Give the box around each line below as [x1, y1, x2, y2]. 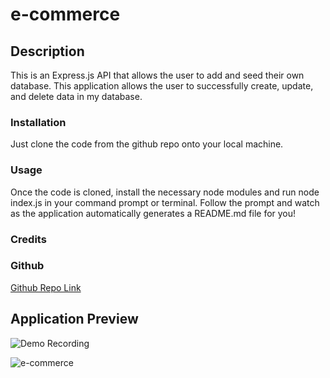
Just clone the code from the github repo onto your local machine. [10, 138, 284, 150]
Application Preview [10, 311, 139, 328]
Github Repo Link [10, 281, 82, 293]
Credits [10, 232, 47, 246]
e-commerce [10, 3, 121, 26]
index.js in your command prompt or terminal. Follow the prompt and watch [10, 196, 320, 208]
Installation [10, 115, 67, 129]
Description [10, 43, 85, 60]
